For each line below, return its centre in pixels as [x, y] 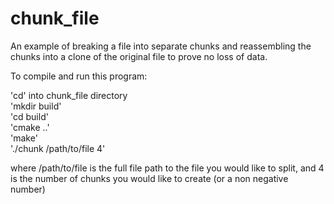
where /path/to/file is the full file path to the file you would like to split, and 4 [167, 168]
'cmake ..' [30, 127]
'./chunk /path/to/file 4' [58, 148]
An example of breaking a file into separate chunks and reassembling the [161, 46]
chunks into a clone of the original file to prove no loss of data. [139, 56]
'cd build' [29, 116]
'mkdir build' [36, 106]
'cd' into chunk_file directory [69, 95]
